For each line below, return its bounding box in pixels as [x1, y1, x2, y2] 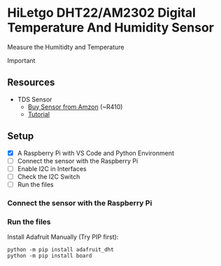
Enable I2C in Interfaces [17, 164, 87, 172]
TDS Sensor [17, 95, 52, 103]
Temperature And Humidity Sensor [7, 20, 215, 36]
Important [7, 56, 36, 64]
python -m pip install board [7, 253, 92, 260]
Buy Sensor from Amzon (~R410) [27, 103, 123, 111]
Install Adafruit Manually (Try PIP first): [7, 232, 119, 242]
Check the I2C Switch [17, 172, 80, 181]
